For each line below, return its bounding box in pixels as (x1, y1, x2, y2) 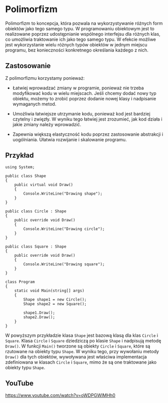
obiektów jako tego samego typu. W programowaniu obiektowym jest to (5, 25, 155, 31)
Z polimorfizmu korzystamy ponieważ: (5, 75, 85, 81)
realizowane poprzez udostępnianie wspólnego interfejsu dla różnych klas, (5, 31, 160, 37)
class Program (5, 279, 35, 284)
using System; (5, 164, 35, 169)
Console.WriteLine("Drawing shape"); (23, 191, 102, 196)
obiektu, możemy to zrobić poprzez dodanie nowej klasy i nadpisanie (12, 95, 156, 101)
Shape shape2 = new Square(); (23, 301, 87, 306)
